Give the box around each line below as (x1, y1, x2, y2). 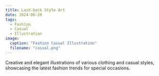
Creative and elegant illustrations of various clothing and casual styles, (5, 59, 154, 65)
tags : (5, 17, 17, 22)
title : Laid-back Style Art (5, 7, 65, 13)
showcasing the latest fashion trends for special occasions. (5, 65, 130, 71)
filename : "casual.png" (10, 45, 60, 50)
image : (5, 36, 19, 41)
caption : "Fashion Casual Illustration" (10, 41, 97, 46)
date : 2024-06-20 (5, 12, 42, 17)
